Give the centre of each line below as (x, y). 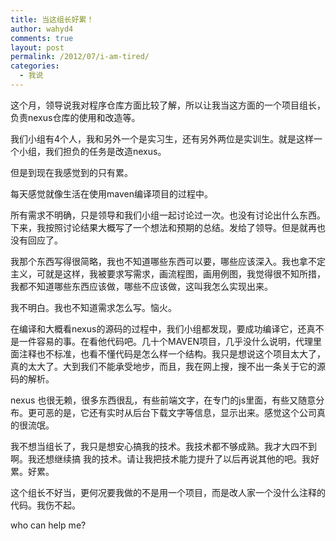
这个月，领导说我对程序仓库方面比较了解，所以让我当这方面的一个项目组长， (168, 105)
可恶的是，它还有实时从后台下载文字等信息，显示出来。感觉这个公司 (176, 412)
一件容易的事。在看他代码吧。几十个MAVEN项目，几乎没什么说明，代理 (165, 341)
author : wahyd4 (42, 29)
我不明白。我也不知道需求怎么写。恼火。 (93, 307)
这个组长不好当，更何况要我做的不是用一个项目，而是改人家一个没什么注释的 (168, 492)
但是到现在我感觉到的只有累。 (71, 172)
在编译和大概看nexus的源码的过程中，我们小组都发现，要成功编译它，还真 (163, 328)
